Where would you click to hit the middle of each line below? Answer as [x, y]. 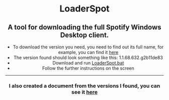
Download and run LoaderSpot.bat [88, 63]
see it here [84, 92]
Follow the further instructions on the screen [88, 68]
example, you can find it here [88, 52]
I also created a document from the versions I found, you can [84, 85]
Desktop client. [84, 35]
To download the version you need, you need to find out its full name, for [88, 47]
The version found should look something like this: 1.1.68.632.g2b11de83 [88, 57]
